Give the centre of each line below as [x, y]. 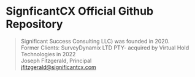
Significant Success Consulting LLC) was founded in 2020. [95, 41]
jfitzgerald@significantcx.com [58, 67]
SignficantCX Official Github [80, 11]
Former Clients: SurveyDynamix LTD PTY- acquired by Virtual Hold [105, 48]
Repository [34, 24]
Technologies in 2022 [48, 54]
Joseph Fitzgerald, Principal [56, 61]
